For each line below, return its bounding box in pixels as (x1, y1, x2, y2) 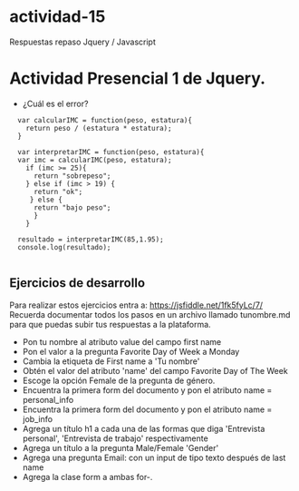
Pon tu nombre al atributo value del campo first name (22, 336, 222, 347)
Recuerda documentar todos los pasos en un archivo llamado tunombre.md (9, 309, 291, 319)
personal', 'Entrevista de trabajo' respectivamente (22, 433, 208, 444)
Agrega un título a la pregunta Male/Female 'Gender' (22, 442, 219, 453)
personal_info (22, 394, 74, 405)
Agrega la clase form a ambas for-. (22, 471, 153, 482)
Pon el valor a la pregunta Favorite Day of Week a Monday (22, 346, 240, 357)
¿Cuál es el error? (22, 98, 89, 109)
